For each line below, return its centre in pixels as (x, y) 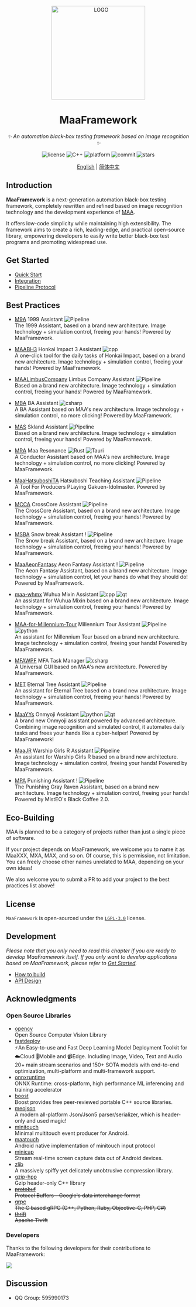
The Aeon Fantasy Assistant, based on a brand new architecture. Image (101, 571)
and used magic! (46, 1120)
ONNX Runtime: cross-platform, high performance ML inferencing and (99, 1083)
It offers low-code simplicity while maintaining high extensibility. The (89, 223)
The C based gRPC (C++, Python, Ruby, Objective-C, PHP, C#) (90, 1207)
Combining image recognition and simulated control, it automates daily (100, 727)
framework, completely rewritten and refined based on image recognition (94, 205)
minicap (24, 1152)
